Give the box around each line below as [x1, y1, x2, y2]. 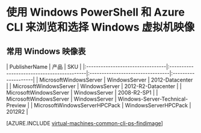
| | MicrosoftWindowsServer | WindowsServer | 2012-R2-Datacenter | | [6, 83, 182, 90]
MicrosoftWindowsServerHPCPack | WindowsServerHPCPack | [34, 102, 191, 108]
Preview [6, 102, 26, 108]
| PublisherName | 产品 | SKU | [6, 64, 82, 70]
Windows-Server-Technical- [117, 95, 188, 102]
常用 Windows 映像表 [6, 46, 86, 56]
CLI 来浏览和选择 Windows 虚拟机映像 [6, 20, 195, 34]
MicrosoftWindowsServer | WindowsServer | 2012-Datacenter [39, 76, 193, 83]
